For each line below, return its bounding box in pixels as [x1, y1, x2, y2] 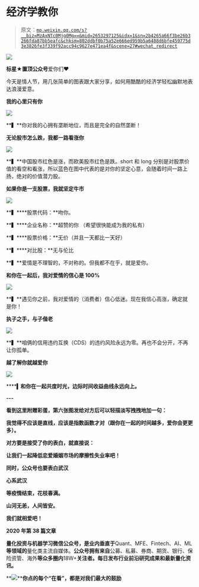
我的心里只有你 [6, 98, 43, 105]
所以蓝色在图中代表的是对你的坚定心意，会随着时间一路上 [47, 165, 188, 172]
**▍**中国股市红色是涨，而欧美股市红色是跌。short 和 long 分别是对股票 [6, 157, 185, 165]
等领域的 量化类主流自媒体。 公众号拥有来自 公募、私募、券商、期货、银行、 [6, 547, 188, 554]
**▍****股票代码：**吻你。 [6, 208, 74, 216]
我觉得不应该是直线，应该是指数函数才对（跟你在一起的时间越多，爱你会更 [6, 419, 188, 426]
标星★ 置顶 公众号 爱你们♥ [6, 65, 69, 72]
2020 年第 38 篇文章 [6, 527, 56, 534]
